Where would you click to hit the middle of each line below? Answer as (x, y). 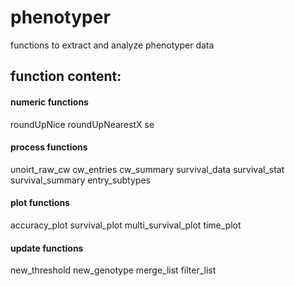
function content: (66, 76)
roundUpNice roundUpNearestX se (82, 124)
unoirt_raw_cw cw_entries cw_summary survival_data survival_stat (147, 169)
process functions (49, 147)
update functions (47, 248)
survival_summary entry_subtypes (80, 180)
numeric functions (49, 102)
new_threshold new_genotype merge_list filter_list (113, 270)
